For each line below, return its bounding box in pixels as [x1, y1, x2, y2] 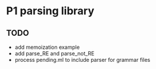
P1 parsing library [6, 4, 95, 18]
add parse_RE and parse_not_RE [14, 50, 95, 57]
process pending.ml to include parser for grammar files [14, 57, 151, 63]
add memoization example [14, 43, 80, 51]
